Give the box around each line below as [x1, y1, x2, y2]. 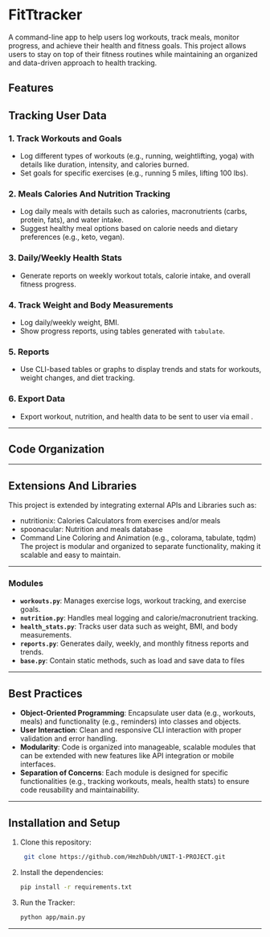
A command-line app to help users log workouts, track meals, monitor [8, 32, 239, 42]
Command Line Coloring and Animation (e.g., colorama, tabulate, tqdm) [19, 533, 257, 543]
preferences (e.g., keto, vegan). [19, 232, 125, 242]
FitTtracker [8, 6, 83, 24]
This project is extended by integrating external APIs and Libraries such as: [8, 501, 257, 510]
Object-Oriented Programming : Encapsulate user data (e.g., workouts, [19, 708, 256, 718]
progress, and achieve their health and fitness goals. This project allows [8, 40, 247, 50]
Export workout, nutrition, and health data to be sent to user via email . [19, 411, 254, 421]
